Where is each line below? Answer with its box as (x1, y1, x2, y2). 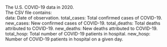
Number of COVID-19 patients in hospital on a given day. (5, 36, 123, 42)
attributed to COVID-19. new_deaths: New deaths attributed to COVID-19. (5, 25, 158, 31)
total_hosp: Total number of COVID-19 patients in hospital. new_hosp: (5, 31, 151, 36)
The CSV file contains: (5, 9, 52, 15)
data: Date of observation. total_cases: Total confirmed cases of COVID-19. (5, 15, 162, 20)
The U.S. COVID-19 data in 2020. (5, 4, 74, 10)
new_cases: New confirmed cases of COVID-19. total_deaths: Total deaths (5, 20, 161, 26)
